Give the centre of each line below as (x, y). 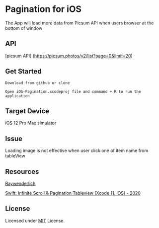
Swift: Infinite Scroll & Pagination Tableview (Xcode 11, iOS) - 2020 (73, 193)
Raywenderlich (20, 183)
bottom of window (24, 28)
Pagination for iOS (43, 9)
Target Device (27, 111)
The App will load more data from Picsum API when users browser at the (79, 23)
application (17, 96)
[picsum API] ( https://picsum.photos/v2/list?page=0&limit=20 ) (69, 56)
